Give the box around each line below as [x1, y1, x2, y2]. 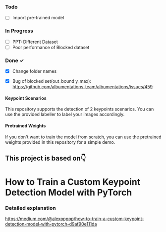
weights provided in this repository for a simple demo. [5, 139, 115, 145]
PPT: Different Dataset [12, 39, 58, 45]
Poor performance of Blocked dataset [12, 44, 90, 50]
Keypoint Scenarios [5, 95, 47, 101]
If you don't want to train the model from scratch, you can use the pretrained [5, 134, 162, 140]
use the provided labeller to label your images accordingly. [5, 112, 125, 117]
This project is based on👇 [5, 154, 86, 162]
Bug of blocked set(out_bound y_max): [12, 78, 92, 84]
